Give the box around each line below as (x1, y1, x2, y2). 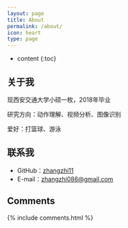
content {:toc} (16, 54, 57, 62)
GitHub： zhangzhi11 (16, 166, 74, 174)
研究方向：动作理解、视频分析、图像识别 (7, 110, 121, 118)
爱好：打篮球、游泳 (7, 124, 62, 133)
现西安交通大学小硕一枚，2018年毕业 (7, 95, 111, 104)
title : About (7, 16, 44, 23)
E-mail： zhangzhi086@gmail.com (16, 174, 114, 183)
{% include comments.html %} (7, 214, 94, 222)
